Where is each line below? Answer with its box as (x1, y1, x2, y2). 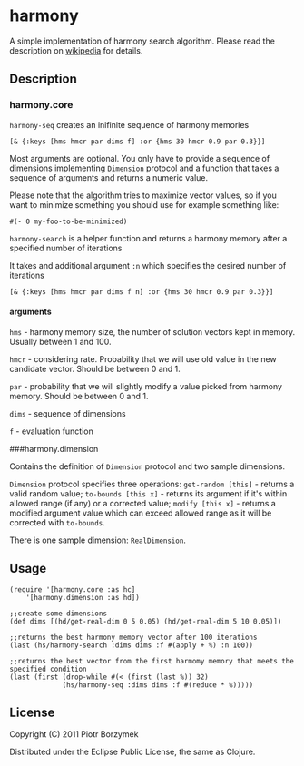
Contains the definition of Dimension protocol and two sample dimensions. (9, 460, 286, 472)
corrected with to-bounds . (9, 516, 106, 527)
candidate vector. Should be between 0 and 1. (9, 363, 181, 374)
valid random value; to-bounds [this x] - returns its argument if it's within (9, 487, 288, 499)
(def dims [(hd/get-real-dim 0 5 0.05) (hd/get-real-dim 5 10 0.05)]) (9, 616, 282, 626)
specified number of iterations (9, 242, 123, 253)
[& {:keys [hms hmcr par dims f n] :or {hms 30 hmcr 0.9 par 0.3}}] (9, 287, 274, 296)
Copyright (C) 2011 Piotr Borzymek (9, 729, 139, 740)
